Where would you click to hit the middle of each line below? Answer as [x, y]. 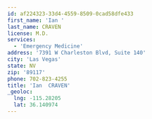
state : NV [22, 66]
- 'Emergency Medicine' [48, 46]
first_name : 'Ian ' [36, 20]
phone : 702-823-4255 [38, 79]
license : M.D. [28, 33]
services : [22, 40]
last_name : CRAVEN [34, 27]
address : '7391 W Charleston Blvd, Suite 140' [77, 53]
